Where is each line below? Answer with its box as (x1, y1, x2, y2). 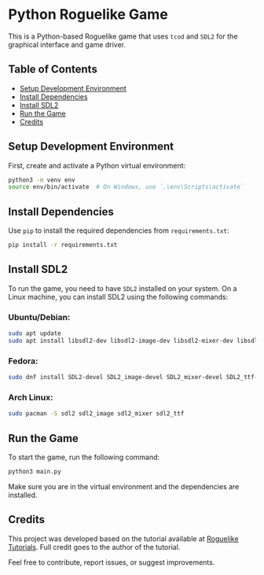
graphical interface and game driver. (8, 39, 126, 49)
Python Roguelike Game (8, 6, 169, 24)
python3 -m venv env (8, 175, 76, 184)
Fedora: (8, 356, 38, 367)
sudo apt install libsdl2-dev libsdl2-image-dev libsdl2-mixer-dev (8, 337, 234, 345)
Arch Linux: (8, 392, 53, 403)
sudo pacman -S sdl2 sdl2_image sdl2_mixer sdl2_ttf (8, 410, 185, 418)
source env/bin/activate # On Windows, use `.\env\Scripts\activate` (8, 183, 244, 191)
